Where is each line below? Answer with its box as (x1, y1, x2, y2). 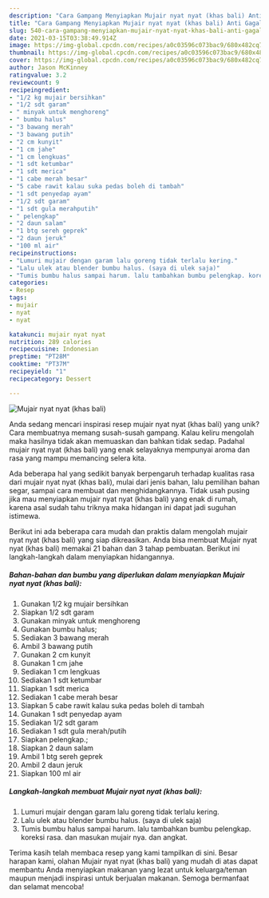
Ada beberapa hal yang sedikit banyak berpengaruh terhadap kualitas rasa (9, 469, 255, 478)
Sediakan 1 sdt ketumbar (20, 675, 102, 685)
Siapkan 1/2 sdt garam (20, 607, 95, 617)
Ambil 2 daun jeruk (20, 760, 83, 769)
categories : (9, 279, 49, 287)
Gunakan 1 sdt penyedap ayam (20, 709, 122, 718)
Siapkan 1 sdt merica (20, 683, 89, 693)
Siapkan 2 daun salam (20, 743, 94, 753)
